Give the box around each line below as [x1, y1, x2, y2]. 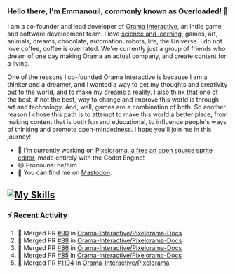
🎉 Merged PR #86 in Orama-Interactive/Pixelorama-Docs [17, 243, 182, 252]
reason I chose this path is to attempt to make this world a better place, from [7, 110, 228, 118]
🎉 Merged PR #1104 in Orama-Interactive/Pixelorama [17, 259, 170, 267]
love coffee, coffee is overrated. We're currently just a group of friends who [7, 45, 226, 53]
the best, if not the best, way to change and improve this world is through [7, 95, 220, 104]
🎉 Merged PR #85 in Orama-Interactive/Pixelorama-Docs [17, 251, 182, 259]
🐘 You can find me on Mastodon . [17, 168, 112, 177]
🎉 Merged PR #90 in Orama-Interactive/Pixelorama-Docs [17, 228, 182, 237]
